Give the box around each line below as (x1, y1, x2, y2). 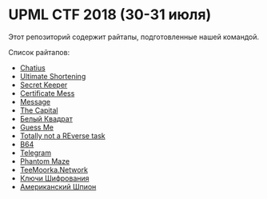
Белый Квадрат (19, 113, 74, 123)
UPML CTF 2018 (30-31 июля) (8, 6, 212, 24)
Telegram (19, 148, 52, 157)
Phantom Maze (19, 156, 70, 165)
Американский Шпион (19, 181, 97, 191)
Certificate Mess (19, 88, 75, 98)
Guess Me (19, 122, 54, 132)
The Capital (19, 105, 58, 115)
